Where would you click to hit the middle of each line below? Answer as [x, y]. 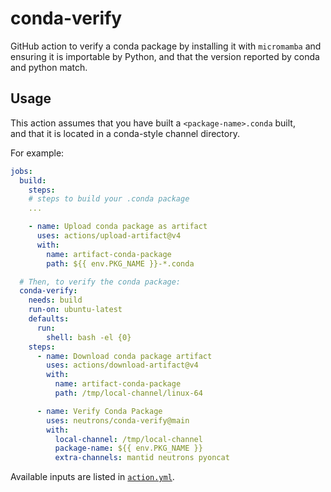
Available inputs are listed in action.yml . [92, 477]
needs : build [55, 300]
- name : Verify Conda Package [99, 411]
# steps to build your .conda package [109, 199]
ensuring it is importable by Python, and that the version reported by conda [165, 56]
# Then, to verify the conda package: [100, 282]
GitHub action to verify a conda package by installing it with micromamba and [166, 46]
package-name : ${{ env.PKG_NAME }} [128, 448]
